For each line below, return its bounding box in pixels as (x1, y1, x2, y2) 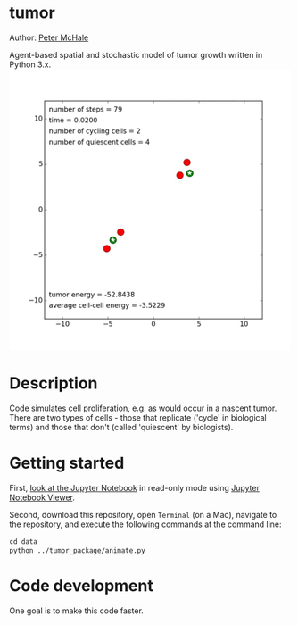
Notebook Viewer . (9, 492, 76, 503)
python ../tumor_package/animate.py (9, 546, 145, 555)
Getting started (9, 454, 125, 473)
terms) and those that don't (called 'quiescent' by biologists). (9, 421, 234, 432)
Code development (9, 576, 153, 596)
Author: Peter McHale (9, 32, 89, 43)
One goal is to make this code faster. (9, 605, 145, 616)
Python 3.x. (9, 59, 52, 70)
